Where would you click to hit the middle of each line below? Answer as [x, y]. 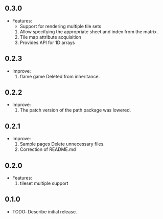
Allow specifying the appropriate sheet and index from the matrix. [89, 31]
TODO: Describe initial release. [44, 211]
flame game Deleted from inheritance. [60, 76]
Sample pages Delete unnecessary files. [62, 144]
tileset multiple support [44, 183]
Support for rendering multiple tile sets [61, 26]
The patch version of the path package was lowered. [75, 110]
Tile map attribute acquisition [50, 37]
